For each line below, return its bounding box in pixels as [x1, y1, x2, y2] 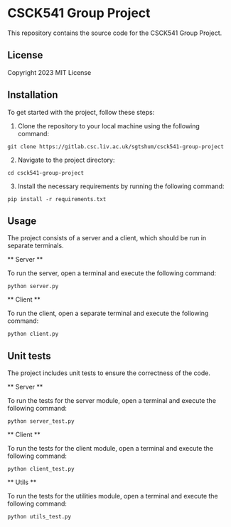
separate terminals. [7, 241, 64, 250]
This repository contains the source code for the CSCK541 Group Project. [7, 29, 222, 37]
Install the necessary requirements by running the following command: [17, 182, 225, 190]
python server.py [7, 283, 59, 290]
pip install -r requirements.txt [7, 195, 107, 203]
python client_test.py [7, 466, 75, 473]
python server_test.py [7, 418, 75, 425]
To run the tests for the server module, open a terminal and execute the [7, 396, 217, 405]
